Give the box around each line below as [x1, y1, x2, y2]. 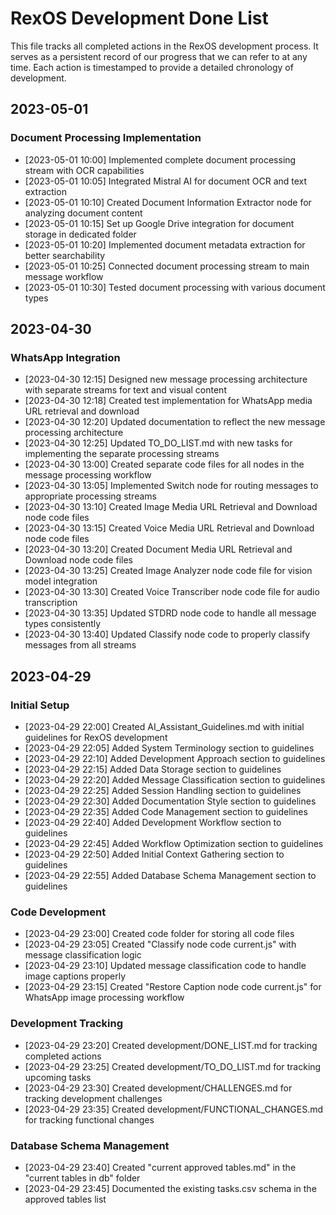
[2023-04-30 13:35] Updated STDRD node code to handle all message [24, 607, 317, 619]
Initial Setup [10, 698, 70, 712]
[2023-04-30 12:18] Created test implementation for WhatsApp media [24, 395, 313, 407]
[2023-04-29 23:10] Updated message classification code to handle [24, 960, 307, 972]
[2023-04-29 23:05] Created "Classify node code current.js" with [24, 938, 297, 951]
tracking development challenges [24, 1092, 163, 1104]
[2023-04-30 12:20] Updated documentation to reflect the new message [24, 416, 326, 428]
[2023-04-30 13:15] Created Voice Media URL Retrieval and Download [24, 522, 315, 534]
